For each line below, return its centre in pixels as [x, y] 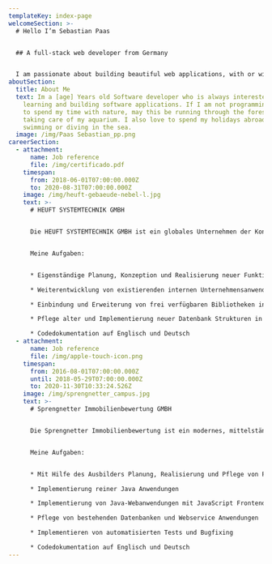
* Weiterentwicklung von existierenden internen [113, 290]
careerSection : [34, 143]
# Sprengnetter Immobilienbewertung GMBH [101, 409]
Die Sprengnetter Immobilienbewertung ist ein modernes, [128, 430]
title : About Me [43, 90]
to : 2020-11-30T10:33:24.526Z [81, 387]
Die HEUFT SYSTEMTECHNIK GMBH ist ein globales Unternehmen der [140, 232]
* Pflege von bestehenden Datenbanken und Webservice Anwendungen [144, 518]
